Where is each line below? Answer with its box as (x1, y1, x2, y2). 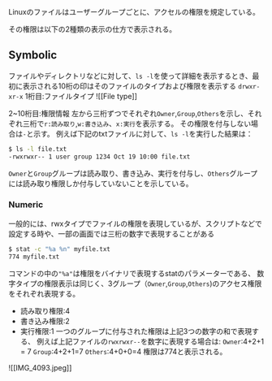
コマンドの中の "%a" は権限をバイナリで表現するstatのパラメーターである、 (8, 268, 256, 278)
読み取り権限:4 (19, 305, 71, 315)
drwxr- (238, 82, 261, 91)
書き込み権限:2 (19, 316, 71, 326)
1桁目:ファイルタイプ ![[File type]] (24, 91, 138, 101)
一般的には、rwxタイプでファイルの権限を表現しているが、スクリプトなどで (8, 219, 262, 228)
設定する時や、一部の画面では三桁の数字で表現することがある (8, 228, 215, 238)
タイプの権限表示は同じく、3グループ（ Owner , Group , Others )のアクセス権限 (15, 279, 262, 288)
